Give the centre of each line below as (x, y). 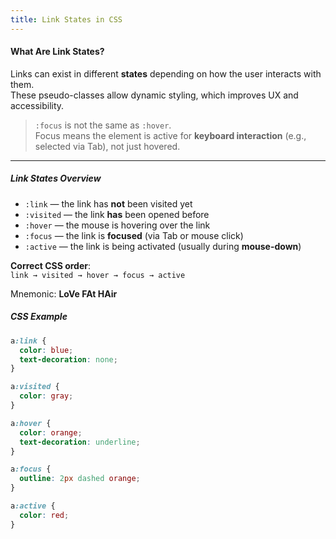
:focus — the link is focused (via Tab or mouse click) (134, 235)
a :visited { (35, 387)
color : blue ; (46, 350)
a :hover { (31, 423)
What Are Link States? (57, 52)
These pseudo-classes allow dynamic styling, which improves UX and (154, 95)
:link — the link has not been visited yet (108, 203)
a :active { (33, 506)
